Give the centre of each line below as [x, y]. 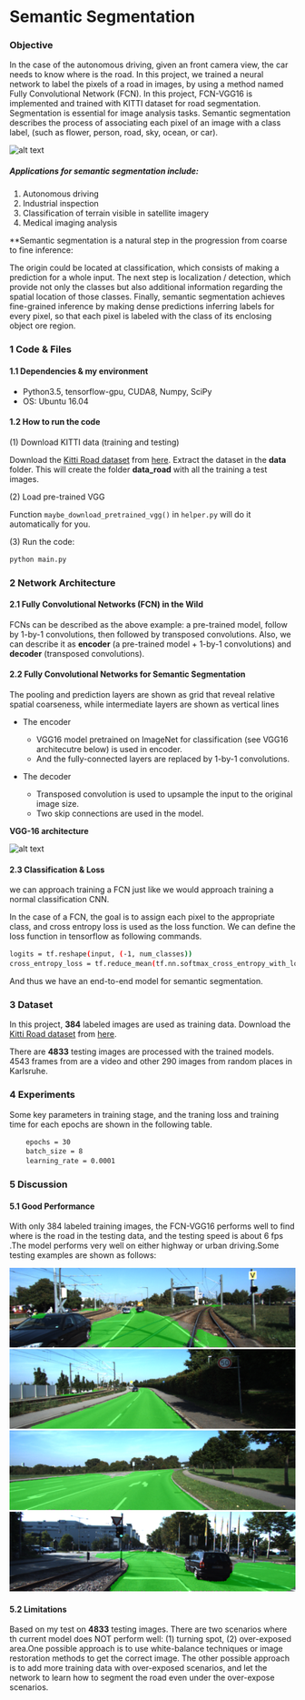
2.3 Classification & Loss [57, 870]
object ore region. [43, 326]
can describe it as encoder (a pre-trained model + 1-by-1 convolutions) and [151, 644]
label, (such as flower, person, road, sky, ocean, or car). [114, 133]
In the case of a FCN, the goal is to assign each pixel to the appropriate [142, 917]
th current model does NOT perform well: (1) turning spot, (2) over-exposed [151, 1639]
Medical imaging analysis [70, 223]
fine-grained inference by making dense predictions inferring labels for [142, 307]
